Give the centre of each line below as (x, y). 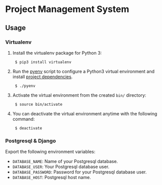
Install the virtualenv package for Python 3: (57, 53)
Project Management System (67, 9)
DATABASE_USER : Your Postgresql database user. (61, 167)
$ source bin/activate (39, 104)
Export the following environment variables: (50, 152)
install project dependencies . (43, 77)
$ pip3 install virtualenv (43, 62)
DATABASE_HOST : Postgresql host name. (52, 177)
